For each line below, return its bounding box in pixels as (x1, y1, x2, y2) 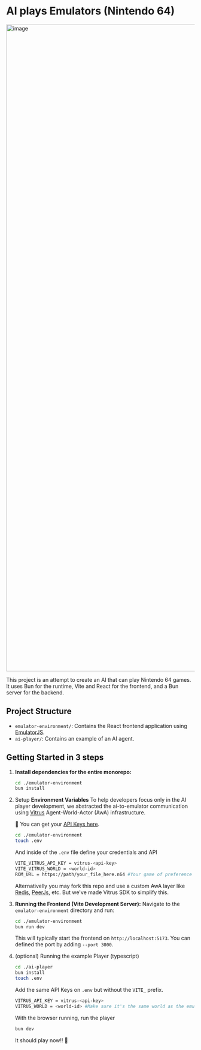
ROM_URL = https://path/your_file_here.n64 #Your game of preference (14, 871, 193, 877)
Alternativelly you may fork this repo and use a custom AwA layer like (14, 882, 185, 889)
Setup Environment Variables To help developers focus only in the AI (14, 796, 187, 804)
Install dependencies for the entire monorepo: (14, 768, 132, 775)
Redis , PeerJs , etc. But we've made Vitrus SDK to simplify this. (14, 889, 169, 896)
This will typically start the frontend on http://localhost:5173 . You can (14, 934, 191, 942)
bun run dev (14, 923, 45, 930)
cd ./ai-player (14, 964, 53, 970)
